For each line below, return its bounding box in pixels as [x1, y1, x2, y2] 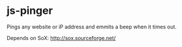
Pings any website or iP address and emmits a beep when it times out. [6, 23, 177, 30]
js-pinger [6, 4, 53, 17]
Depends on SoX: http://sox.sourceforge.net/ [6, 34, 116, 41]
